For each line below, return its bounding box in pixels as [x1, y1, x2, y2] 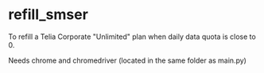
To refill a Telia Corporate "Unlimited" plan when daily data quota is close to [8, 32, 256, 41]
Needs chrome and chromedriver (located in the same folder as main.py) [8, 56, 247, 65]
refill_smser [8, 6, 89, 24]
